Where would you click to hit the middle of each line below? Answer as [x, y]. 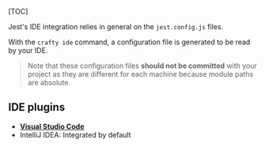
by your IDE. [28, 50]
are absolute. [49, 83]
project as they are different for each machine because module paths [140, 74]
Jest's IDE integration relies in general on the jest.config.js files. [116, 26]
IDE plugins [37, 107]
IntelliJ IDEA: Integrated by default [76, 134]
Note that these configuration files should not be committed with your [142, 66]
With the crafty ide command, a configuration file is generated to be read [129, 42]
